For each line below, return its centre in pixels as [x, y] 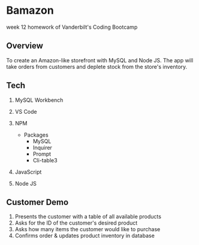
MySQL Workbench [39, 100]
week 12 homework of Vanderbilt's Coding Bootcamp [72, 27]
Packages [36, 135]
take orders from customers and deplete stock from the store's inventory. [97, 66]
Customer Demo [37, 202]
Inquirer [43, 147]
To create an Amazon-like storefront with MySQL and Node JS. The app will [100, 60]
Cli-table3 [45, 160]
